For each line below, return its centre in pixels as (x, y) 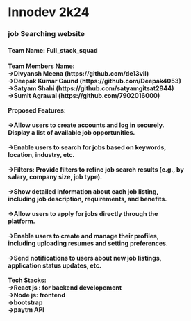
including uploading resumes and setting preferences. (88, 243)
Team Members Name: (41, 66)
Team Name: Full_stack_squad (53, 50)
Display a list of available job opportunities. (72, 133)
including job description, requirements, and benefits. (88, 199)
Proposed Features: (37, 110)
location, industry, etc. (41, 155)
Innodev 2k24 (49, 12)
